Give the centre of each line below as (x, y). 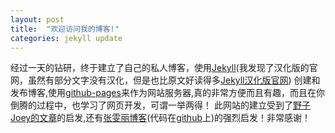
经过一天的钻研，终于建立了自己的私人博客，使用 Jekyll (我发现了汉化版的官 (164, 68)
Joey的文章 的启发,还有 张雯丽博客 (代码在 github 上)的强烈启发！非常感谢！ (161, 118)
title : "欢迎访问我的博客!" (65, 29)
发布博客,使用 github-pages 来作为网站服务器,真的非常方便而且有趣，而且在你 (167, 93)
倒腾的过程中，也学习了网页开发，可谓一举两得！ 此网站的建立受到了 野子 (160, 105)
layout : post (37, 19)
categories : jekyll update (66, 38)
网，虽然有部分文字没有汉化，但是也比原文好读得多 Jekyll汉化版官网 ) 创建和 (165, 80)
